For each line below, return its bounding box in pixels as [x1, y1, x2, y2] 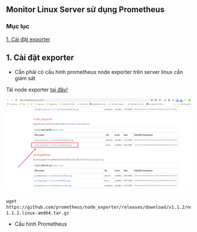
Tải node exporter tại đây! [6, 86, 69, 93]
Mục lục [6, 22, 30, 31]
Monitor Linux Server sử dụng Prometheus [6, 5, 165, 15]
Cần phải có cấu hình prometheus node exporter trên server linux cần [14, 68, 184, 75]
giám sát [14, 75, 36, 82]
